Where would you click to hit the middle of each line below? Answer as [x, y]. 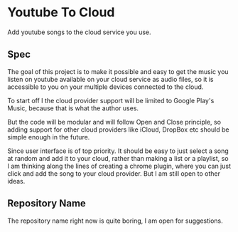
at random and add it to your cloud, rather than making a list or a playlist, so [118, 158]
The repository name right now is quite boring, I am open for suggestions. [115, 221]
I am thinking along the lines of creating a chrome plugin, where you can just [119, 166]
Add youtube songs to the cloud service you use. [79, 32]
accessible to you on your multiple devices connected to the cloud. [106, 87]
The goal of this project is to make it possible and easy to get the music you [118, 71]
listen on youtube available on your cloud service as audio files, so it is [110, 79]
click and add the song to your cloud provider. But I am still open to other [114, 173]
